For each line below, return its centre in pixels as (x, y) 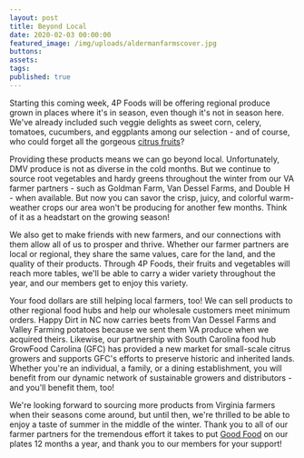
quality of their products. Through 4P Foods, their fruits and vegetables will (150, 264)
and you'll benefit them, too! (62, 387)
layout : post (34, 18)
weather (25, 207)
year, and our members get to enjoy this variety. (99, 283)
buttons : (26, 52)
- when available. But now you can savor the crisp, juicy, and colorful (138, 197)
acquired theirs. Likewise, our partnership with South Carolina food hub (143, 339)
